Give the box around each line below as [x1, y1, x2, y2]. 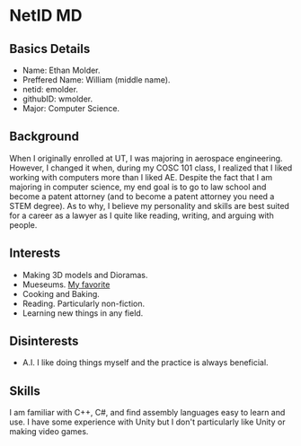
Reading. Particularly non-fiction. [22, 298, 146, 309]
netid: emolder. [22, 84, 79, 94]
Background [9, 129, 79, 144]
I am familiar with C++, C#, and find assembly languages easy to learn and [9, 407, 286, 418]
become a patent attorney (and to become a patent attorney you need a [9, 190, 275, 202]
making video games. [9, 426, 89, 437]
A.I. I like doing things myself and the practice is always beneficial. [22, 357, 269, 368]
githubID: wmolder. [22, 93, 93, 104]
